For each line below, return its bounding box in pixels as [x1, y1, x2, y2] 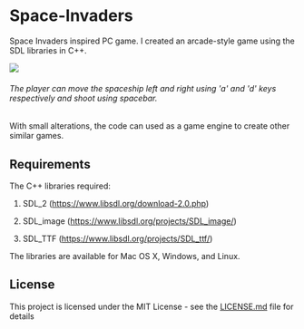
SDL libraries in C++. [9, 44, 88, 55]
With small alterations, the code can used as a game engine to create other [9, 121, 290, 131]
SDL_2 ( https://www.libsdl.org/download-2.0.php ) [22, 198, 210, 208]
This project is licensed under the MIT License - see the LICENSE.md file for [9, 301, 294, 312]
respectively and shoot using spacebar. [9, 92, 158, 103]
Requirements [9, 156, 91, 172]
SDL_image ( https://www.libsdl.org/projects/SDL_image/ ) [22, 215, 238, 227]
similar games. [9, 131, 64, 141]
